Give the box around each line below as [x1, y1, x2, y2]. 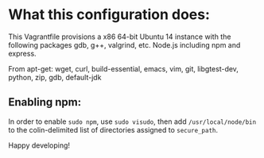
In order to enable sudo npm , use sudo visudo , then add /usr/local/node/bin [8, 117, 257, 126]
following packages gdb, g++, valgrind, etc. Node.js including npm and [8, 40, 241, 49]
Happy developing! [8, 141, 70, 150]
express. [8, 48, 37, 58]
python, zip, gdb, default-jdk [8, 72, 102, 82]
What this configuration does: [8, 6, 211, 24]
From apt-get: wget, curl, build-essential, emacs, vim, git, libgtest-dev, [8, 64, 239, 73]
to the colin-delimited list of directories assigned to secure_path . [8, 125, 219, 134]
